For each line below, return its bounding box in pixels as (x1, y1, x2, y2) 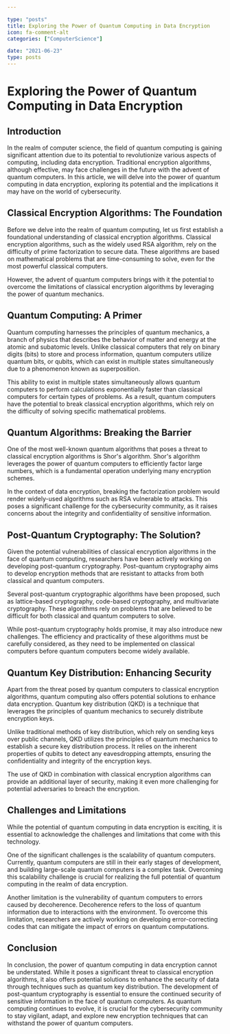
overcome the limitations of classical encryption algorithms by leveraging (7, 282, 214, 290)
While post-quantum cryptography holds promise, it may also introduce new (7, 625, 223, 634)
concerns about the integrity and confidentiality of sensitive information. (7, 509, 211, 518)
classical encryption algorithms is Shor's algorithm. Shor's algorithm (7, 452, 200, 461)
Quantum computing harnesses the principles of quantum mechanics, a (7, 328, 210, 336)
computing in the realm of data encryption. (7, 880, 128, 888)
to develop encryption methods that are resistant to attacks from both (7, 569, 205, 577)
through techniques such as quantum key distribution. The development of (7, 983, 218, 991)
